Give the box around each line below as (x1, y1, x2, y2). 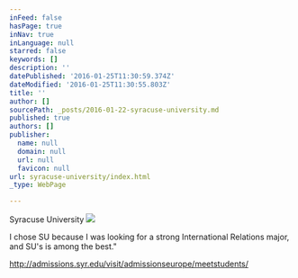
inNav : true (9, 30, 54, 39)
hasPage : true (9, 22, 63, 31)
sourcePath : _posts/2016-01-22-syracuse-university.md (9, 105, 220, 114)
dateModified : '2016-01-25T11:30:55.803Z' (9, 80, 171, 89)
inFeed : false (9, 13, 63, 22)
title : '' (9, 88, 47, 97)
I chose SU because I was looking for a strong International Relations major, (9, 231, 290, 243)
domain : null (17, 147, 67, 156)
